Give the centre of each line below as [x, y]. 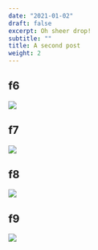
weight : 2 [25, 53]
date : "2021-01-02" [41, 16]
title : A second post [45, 46]
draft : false [30, 23]
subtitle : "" [30, 38]
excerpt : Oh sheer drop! [50, 31]
